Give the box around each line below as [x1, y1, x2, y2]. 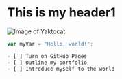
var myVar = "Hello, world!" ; [7, 40, 94, 47]
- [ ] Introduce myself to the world [7, 65, 115, 72]
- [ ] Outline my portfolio [7, 59, 88, 66]
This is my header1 [7, 5, 116, 20]
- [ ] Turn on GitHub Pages [7, 52, 88, 59]
